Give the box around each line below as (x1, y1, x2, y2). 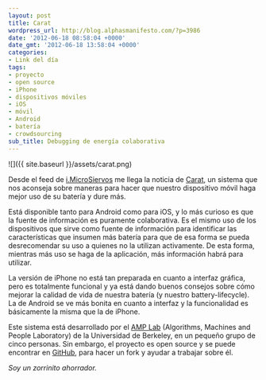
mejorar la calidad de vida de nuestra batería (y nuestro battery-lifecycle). (8, 289, 250, 299)
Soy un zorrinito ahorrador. (8, 363, 97, 372)
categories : (8, 48, 48, 56)
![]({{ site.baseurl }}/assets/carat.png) (8, 159, 133, 169)
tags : (8, 64, 26, 72)
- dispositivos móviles (8, 93, 87, 101)
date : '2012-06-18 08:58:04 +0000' (8, 33, 126, 42)
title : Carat (8, 19, 52, 27)
